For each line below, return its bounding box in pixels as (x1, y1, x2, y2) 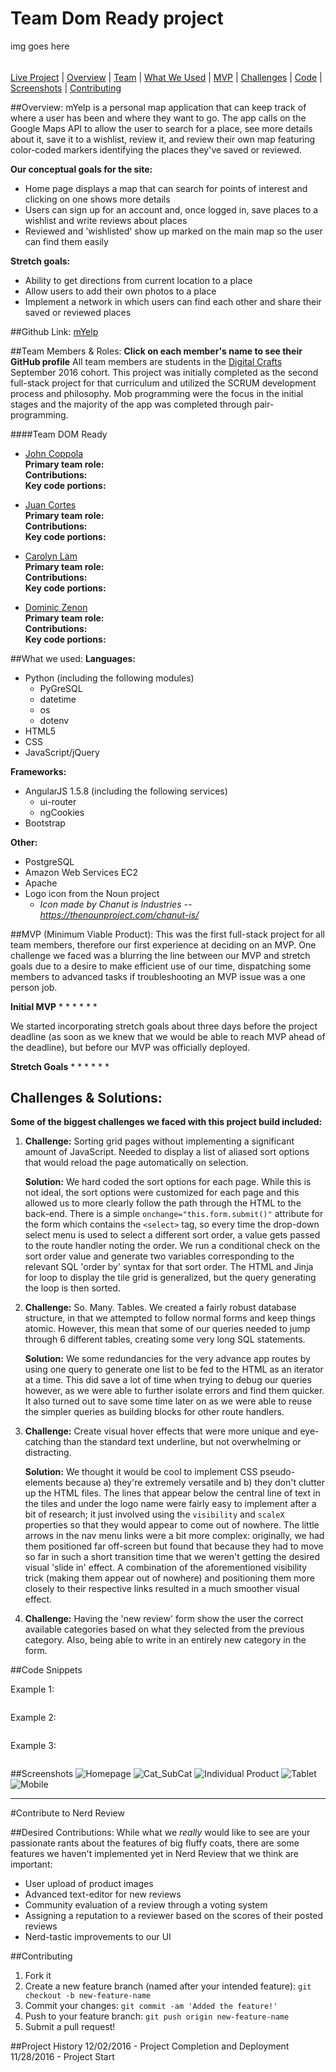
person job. (10, 981, 58, 993)
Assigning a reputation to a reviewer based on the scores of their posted (24, 1910, 324, 1922)
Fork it (24, 1970, 52, 1982)
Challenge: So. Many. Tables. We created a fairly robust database (24, 1302, 297, 1314)
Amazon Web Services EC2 (24, 866, 139, 878)
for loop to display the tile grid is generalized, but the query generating (24, 1272, 317, 1284)
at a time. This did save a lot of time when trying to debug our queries (24, 1374, 312, 1386)
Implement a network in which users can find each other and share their (24, 295, 322, 307)
